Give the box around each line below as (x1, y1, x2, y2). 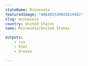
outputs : (5, 35, 23, 40)
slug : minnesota (5, 16, 39, 21)
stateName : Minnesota (5, 7, 50, 12)
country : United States (5, 21, 55, 26)
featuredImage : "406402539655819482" (5, 12, 84, 17)
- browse (14, 48, 32, 54)
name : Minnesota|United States (5, 26, 70, 31)
